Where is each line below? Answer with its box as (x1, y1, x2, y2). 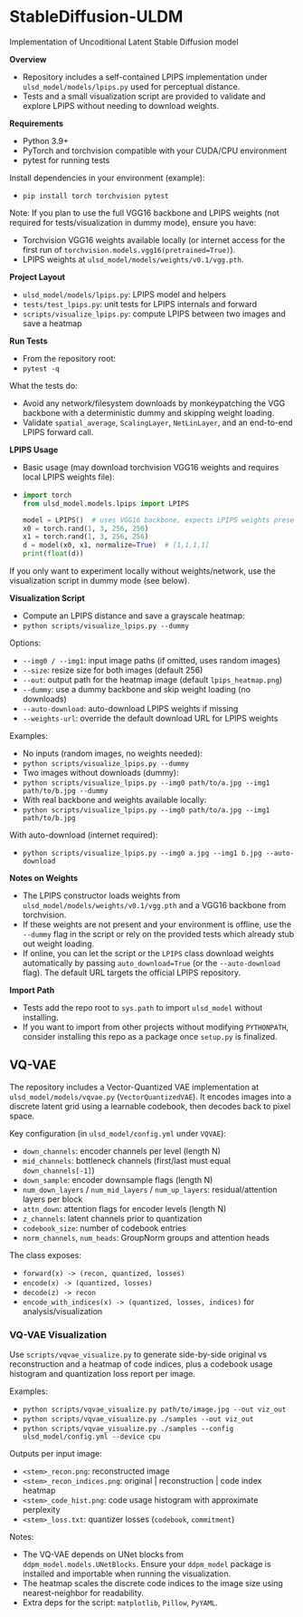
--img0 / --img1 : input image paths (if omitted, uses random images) (22, 655, 281, 666)
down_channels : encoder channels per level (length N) (22, 1145, 222, 1157)
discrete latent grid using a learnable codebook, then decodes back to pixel (9, 1100, 291, 1111)
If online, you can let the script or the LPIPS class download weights (22, 948, 274, 959)
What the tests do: (9, 380, 79, 391)
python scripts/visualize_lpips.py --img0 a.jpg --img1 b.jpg (22, 849, 262, 858)
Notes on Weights (9, 873, 79, 884)
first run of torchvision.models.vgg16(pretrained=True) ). (22, 244, 236, 255)
